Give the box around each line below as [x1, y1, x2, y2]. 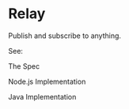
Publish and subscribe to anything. [8, 31, 121, 40]
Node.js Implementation [8, 77, 86, 86]
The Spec [8, 61, 40, 71]
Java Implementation [8, 92, 77, 101]
